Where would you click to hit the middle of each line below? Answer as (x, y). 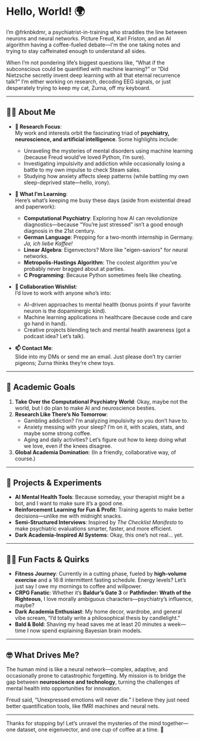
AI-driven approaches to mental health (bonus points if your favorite (107, 304)
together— (175, 723)
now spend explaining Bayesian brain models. (86, 631)
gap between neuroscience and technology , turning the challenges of (93, 682)
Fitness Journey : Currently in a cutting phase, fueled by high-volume (101, 574)
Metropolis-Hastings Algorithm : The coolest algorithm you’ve (100, 262)
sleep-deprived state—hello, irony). (67, 182)
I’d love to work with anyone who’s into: (63, 293)
